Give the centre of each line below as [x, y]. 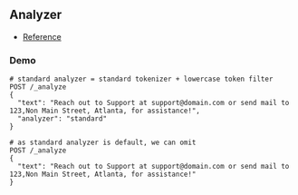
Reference [42, 36]
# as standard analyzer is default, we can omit [103, 143]
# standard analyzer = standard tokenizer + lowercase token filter [141, 79]
